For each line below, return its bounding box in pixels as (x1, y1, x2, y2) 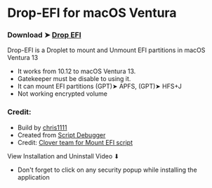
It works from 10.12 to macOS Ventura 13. (17, 67, 136, 75)
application (17, 173, 51, 181)
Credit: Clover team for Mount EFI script (17, 138, 133, 146)
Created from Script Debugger (17, 130, 106, 139)
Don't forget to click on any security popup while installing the (17, 165, 198, 174)
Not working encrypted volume (17, 89, 107, 98)
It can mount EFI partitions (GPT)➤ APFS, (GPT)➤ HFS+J (17, 82, 183, 91)
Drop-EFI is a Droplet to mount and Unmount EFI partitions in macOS (7, 46, 206, 54)
